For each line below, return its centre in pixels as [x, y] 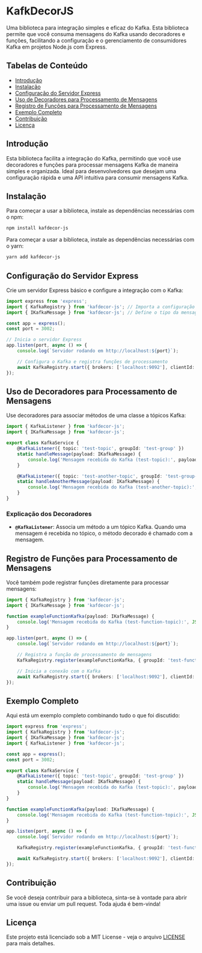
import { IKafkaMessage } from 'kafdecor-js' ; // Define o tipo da [93, 312]
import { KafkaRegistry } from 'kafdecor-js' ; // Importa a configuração [101, 307]
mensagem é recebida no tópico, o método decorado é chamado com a [104, 534]
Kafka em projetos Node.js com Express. [57, 47]
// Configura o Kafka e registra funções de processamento [93, 362]
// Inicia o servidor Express [44, 340]
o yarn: [15, 246]
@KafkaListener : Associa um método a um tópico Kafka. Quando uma [100, 527]
